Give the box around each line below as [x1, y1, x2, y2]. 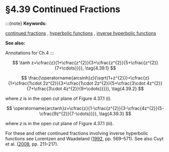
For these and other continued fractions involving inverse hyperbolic [5, 130, 149, 136]
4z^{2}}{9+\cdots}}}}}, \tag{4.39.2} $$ [63, 85, 144, 92]
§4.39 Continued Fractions [5, 4, 121, 15]
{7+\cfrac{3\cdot [26, 85, 62, 92]
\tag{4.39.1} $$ [85, 65, 116, 71]
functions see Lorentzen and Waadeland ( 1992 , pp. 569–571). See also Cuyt [5, 135, 164, 141]
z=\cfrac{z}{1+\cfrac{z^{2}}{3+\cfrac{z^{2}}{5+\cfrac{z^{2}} [31, 59, 158, 65]
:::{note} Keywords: [5, 20, 47, 26]
